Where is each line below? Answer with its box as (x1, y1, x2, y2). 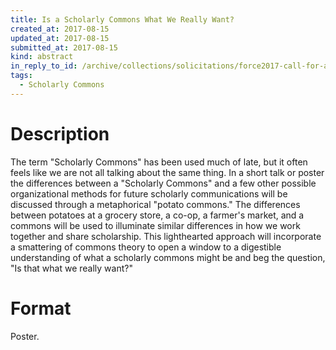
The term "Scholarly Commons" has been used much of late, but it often (10, 156, 308, 168)
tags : (10, 71, 33, 81)
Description (10, 122, 110, 145)
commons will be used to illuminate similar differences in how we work (10, 219, 301, 231)
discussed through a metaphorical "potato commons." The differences (10, 198, 301, 210)
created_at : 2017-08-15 (10, 24, 110, 34)
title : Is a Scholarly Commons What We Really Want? (10, 14, 235, 25)
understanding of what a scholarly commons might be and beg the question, (10, 251, 326, 263)
